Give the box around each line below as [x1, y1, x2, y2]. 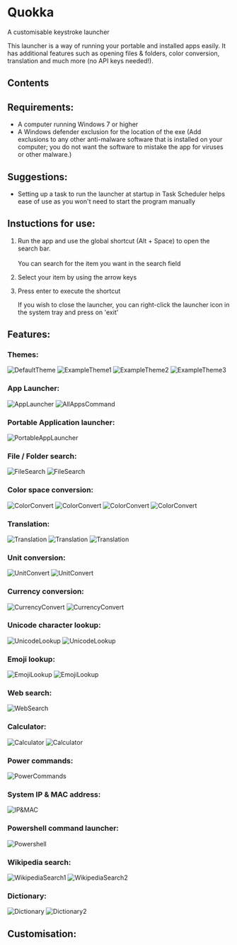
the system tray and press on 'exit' [17, 308, 119, 316]
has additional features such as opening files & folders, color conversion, [7, 49, 220, 57]
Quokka [7, 4, 54, 21]
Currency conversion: [7, 587, 85, 597]
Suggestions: [7, 171, 68, 183]
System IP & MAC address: [7, 789, 101, 799]
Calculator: [7, 722, 47, 731]
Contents [7, 77, 50, 89]
